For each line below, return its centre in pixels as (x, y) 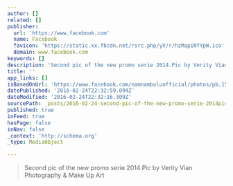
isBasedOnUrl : (28, 84)
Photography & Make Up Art (64, 175)
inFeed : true (26, 116)
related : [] (24, 20)
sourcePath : (24, 104)
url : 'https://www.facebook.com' (62, 33)
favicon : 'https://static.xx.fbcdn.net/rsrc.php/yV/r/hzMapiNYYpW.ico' (119, 46)
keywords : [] (26, 59)
